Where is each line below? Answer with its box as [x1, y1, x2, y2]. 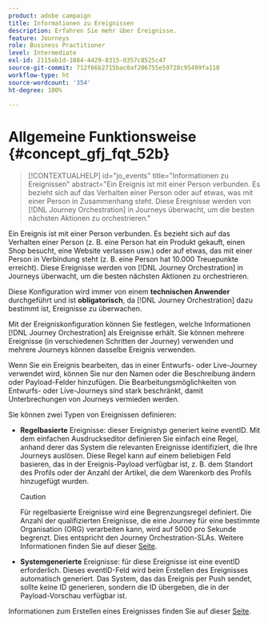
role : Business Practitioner [8, 42, 106, 50]
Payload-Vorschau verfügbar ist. [19, 591, 128, 601]
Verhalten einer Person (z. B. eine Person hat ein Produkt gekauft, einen [8, 238, 246, 247]
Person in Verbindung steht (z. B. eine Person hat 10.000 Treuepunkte [8, 254, 238, 264]
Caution [19, 492, 46, 502]
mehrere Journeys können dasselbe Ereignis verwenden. [8, 345, 197, 354]
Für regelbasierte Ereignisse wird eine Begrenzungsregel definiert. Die [19, 507, 252, 517]
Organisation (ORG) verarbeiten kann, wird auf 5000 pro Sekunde [19, 525, 237, 534]
